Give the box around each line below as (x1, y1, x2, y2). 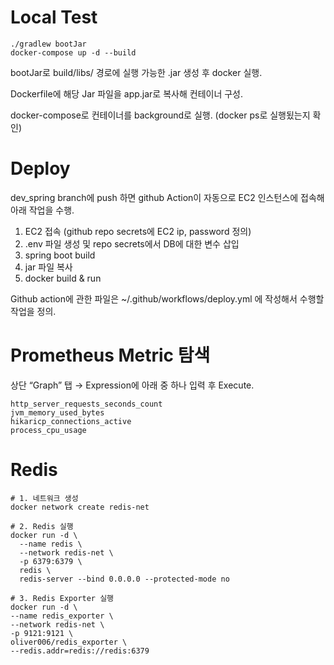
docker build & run (24, 272, 102, 284)
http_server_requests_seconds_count (10, 399, 163, 409)
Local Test (10, 6, 98, 29)
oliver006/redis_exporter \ (10, 637, 128, 647)
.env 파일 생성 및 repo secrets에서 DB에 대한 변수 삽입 (24, 237, 240, 250)
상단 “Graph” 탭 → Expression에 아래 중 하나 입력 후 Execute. (10, 379, 255, 391)
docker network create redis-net (10, 502, 150, 512)
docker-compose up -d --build (10, 47, 137, 58)
